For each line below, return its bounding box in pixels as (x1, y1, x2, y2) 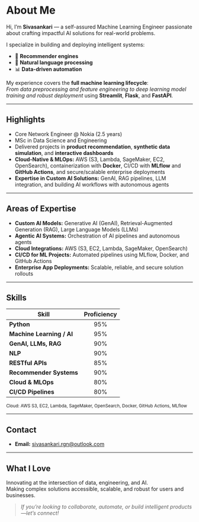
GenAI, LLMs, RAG (9, 340, 62, 348)
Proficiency (84, 310, 117, 318)
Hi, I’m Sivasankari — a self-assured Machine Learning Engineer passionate (6, 23, 192, 30)
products (169, 503, 192, 510)
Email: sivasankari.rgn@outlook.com (14, 441, 105, 448)
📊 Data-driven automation (14, 65, 82, 72)
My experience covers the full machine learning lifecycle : (6, 79, 149, 86)
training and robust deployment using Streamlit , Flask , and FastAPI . (6, 91, 174, 99)
